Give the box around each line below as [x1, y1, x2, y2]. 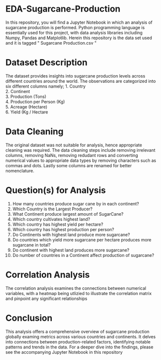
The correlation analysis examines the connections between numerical [5, 285, 146, 291]
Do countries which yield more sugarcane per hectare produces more [12, 236, 152, 243]
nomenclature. [5, 168, 34, 173]
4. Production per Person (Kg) [5, 98, 65, 105]
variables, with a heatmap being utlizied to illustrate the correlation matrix [5, 290, 152, 296]
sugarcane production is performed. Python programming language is [5, 24, 145, 30]
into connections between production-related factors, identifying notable [5, 339, 151, 344]
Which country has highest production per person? [12, 226, 114, 232]
